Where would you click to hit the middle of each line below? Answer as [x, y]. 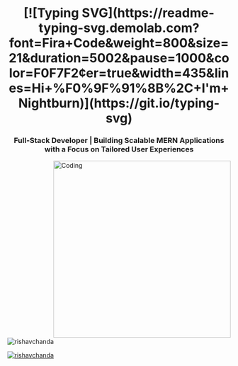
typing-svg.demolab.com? [119, 28]
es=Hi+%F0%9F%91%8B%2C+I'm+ [119, 88]
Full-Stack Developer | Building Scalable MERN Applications [119, 141]
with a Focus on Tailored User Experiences [119, 149]
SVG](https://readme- [148, 13]
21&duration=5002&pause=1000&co [119, 58]
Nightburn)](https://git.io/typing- [119, 103]
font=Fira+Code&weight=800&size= [119, 43]
